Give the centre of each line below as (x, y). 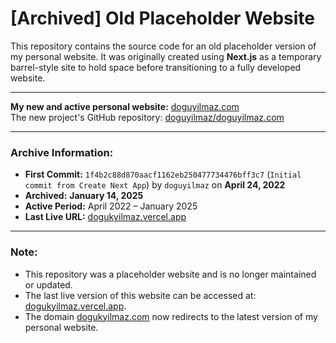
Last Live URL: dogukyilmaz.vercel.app (105, 217)
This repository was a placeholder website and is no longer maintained (170, 274)
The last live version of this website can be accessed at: (140, 295)
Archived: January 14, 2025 (84, 196)
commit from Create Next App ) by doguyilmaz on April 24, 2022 (155, 185)
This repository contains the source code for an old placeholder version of (163, 46)
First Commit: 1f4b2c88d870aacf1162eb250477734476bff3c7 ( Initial (163, 174)
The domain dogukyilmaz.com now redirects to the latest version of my (171, 316)
